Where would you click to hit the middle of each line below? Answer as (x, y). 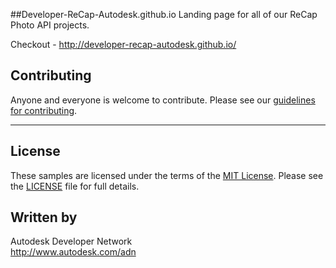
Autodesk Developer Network (71, 241)
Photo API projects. (50, 25)
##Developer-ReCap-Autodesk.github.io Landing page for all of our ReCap (164, 14)
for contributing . (44, 110)
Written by (44, 217)
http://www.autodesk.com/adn (73, 252)
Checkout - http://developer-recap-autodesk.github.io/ (123, 44)
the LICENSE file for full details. (75, 186)
